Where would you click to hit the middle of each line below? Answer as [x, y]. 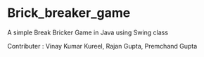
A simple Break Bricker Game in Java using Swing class [88, 32]
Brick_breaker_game [69, 13]
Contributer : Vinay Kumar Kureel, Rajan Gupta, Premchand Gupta [102, 46]
